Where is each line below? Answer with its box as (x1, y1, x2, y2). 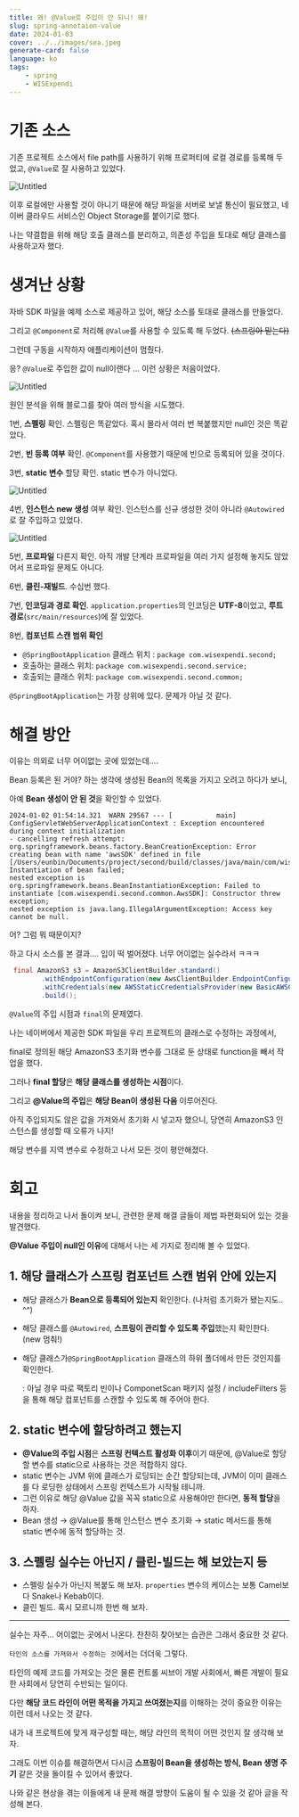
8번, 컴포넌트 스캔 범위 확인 (9, 629, 104, 640)
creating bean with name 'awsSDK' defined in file (9, 851, 201, 859)
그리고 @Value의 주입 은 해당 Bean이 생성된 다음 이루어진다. (9, 1095, 218, 1106)
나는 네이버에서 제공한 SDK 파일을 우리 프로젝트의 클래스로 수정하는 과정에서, (9, 1027, 278, 1038)
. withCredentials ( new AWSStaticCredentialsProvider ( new (41, 982, 253, 992)
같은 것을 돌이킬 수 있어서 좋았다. (18, 1769, 133, 1780)
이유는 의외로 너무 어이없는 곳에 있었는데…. (9, 755, 158, 767)
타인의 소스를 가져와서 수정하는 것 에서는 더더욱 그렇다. (9, 1648, 189, 1659)
